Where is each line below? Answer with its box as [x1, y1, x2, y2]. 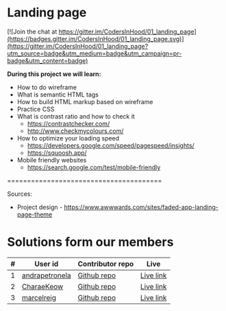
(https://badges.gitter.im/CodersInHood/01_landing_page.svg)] [7, 34, 184, 42]
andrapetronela [21, 271, 71, 280]
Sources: [7, 190, 33, 198]
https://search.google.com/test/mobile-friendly [27, 163, 161, 171]
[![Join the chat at [7, 27, 58, 36]
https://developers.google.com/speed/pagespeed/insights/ [27, 141, 195, 149]
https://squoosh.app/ [27, 149, 87, 157]
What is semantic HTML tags [16, 90, 99, 99]
